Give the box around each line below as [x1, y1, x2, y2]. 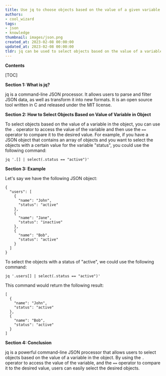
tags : [5, 21, 16, 26]
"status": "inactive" [18, 219, 63, 225]
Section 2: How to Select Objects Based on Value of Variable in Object [5, 111, 151, 117]
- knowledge [5, 30, 30, 35]
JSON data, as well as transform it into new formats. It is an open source [5, 96, 153, 102]
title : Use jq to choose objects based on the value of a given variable [5, 7, 161, 12]
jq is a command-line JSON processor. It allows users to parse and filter [5, 91, 152, 97]
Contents [5, 63, 25, 68]
